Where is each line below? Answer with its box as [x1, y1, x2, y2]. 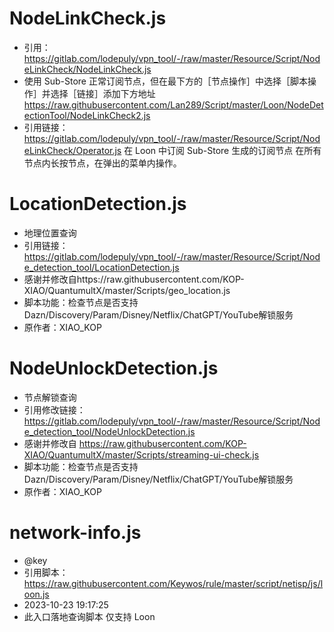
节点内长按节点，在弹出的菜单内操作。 [23, 157, 182, 169]
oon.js [23, 588, 50, 600]
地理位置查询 [23, 227, 77, 239]
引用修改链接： [23, 403, 86, 416]
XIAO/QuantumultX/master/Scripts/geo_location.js [23, 284, 231, 296]
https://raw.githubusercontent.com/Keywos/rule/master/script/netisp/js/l [23, 577, 324, 589]
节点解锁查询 [23, 391, 77, 403]
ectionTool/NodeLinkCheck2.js [23, 109, 151, 121]
